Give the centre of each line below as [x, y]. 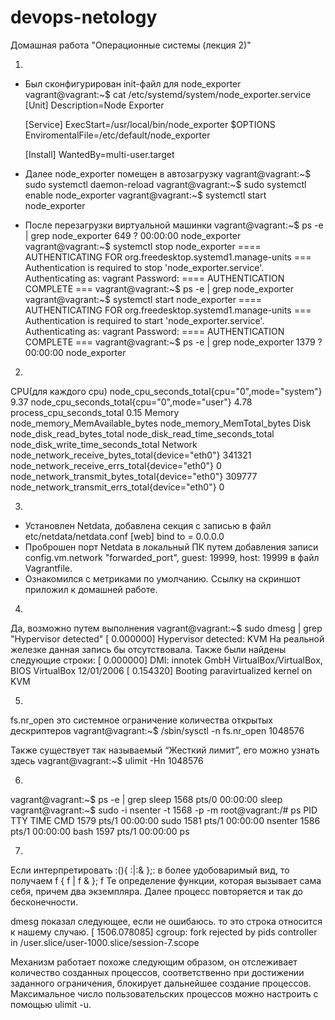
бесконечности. [44, 902]
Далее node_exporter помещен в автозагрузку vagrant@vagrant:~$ [168, 173]
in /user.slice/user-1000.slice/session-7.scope [105, 942]
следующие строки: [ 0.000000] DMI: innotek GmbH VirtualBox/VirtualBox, [166, 660]
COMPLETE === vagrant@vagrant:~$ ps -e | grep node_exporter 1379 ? [173, 342]
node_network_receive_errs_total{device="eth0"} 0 [116, 465]
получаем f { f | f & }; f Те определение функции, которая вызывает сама [166, 880]
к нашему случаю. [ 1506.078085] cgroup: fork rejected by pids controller [164, 932]
